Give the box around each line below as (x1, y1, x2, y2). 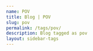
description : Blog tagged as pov (6, 30, 88, 36)
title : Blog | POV (6, 14, 51, 20)
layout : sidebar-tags (6, 36, 59, 42)
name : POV (6, 8, 30, 15)
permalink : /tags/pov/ (6, 25, 61, 31)
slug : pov (6, 19, 30, 25)
